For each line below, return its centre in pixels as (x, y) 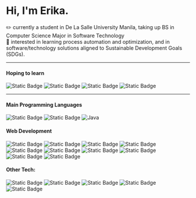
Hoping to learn (25, 73)
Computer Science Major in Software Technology (65, 36)
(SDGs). (15, 54)
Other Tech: (21, 169)
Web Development (29, 131)
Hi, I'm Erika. (37, 11)
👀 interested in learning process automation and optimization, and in (88, 41)
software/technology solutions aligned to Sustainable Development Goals (94, 48)
